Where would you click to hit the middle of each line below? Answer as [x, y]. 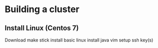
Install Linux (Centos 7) [42, 28]
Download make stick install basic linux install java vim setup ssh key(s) [79, 40]
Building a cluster [42, 9]
